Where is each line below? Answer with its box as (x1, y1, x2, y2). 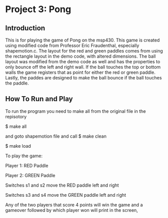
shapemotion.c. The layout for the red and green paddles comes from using (5, 48, 163, 54)
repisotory (5, 113, 27, 119)
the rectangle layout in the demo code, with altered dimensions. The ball (5, 53, 156, 59)
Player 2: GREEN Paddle (5, 172, 56, 178)
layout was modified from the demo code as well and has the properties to (5, 59, 160, 64)
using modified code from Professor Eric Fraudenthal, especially (5, 42, 140, 49)
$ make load (5, 143, 31, 149)
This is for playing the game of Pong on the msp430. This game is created (5, 37, 160, 43)
